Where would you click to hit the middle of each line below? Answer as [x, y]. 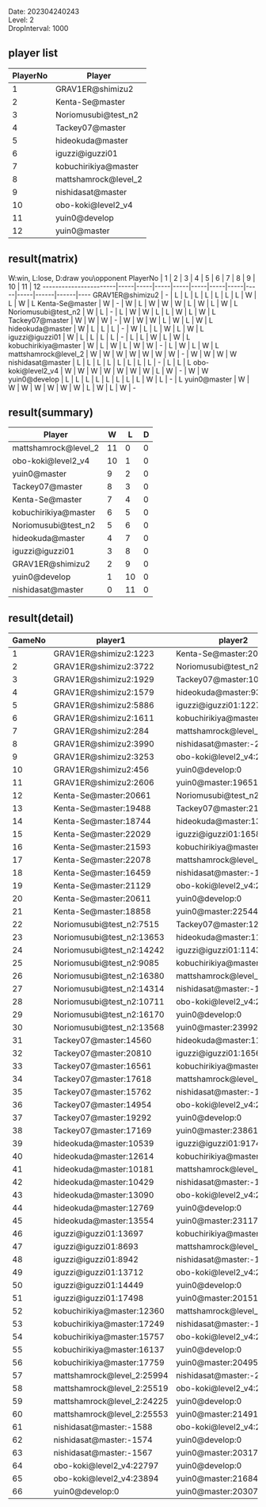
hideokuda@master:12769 [104, 1208]
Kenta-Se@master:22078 [103, 860]
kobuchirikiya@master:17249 [109, 1324]
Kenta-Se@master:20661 [103, 796]
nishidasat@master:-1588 [103, 1427]
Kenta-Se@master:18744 [103, 822]
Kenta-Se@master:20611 [103, 899]
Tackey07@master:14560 [103, 1041]
